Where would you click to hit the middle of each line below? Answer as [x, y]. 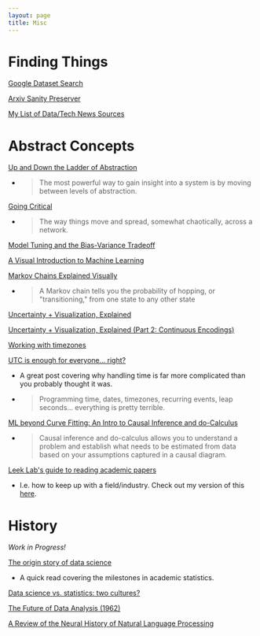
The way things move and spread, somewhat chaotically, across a [146, 222]
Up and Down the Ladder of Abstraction [73, 168]
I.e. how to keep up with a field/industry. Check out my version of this [132, 486]
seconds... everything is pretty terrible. [102, 408]
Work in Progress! [37, 547]
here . [28, 494]
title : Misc [27, 23]
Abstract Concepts [71, 146]
